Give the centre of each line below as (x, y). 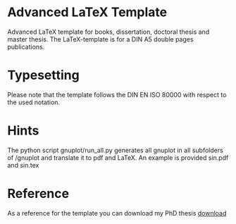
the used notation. (34, 102)
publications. (26, 46)
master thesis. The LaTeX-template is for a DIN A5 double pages (100, 39)
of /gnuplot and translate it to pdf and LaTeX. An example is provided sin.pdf (118, 157)
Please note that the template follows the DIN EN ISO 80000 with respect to (117, 94)
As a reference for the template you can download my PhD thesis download (117, 213)
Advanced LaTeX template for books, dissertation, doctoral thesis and (108, 32)
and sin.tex (23, 165)
